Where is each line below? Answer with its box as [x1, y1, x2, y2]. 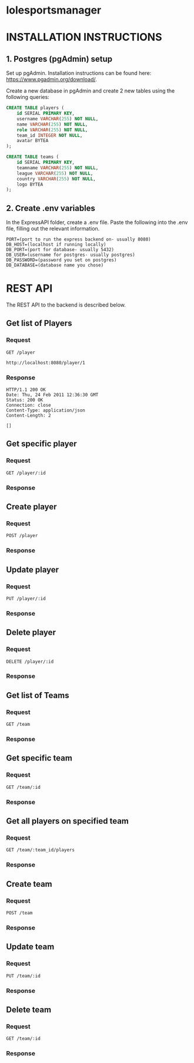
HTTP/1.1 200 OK [6, 387, 46, 393]
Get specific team [6, 753, 72, 763]
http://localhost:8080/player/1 [6, 360, 85, 366]
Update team [6, 942, 55, 952]
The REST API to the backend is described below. [6, 301, 126, 308]
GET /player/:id [6, 470, 46, 476]
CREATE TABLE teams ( [6, 154, 59, 160]
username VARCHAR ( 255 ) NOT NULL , [16, 116, 99, 121]
